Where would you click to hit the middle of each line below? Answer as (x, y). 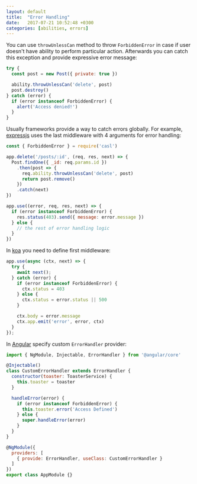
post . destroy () (30, 90)
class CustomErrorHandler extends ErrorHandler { (69, 371)
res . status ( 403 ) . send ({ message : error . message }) (80, 217)
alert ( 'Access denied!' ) (47, 107)
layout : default (26, 12)
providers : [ (28, 453)
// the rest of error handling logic (63, 228)
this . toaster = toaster (46, 382)
